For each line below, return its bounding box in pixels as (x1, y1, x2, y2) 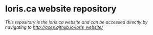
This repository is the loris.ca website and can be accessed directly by (5, 19, 148, 25)
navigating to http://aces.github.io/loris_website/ (5, 24, 104, 30)
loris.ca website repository (5, 3, 117, 14)
